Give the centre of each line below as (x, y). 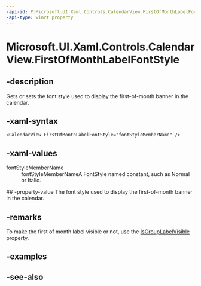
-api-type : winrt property (40, 17)
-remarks (24, 217)
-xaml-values (32, 153)
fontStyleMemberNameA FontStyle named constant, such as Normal (106, 174)
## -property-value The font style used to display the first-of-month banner (100, 192)
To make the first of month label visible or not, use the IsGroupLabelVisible (98, 232)
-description (30, 82)
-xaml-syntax (32, 121)
